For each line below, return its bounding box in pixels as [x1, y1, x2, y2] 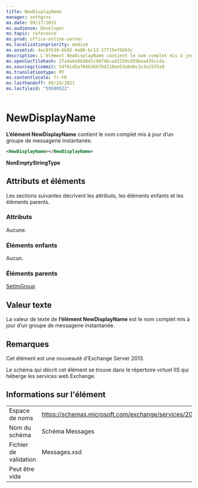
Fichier [9, 440, 28, 448]
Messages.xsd [41, 448, 82, 456]
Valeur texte [6, 300, 52, 310]
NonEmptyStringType [6, 159, 61, 166]
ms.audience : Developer [6, 25, 65, 31]
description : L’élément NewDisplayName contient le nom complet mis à [6, 53, 183, 59]
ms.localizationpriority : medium [6, 42, 88, 48]
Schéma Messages [41, 427, 95, 435]
